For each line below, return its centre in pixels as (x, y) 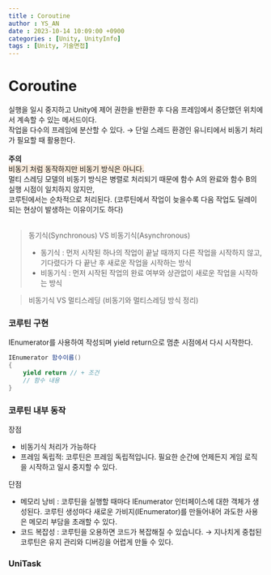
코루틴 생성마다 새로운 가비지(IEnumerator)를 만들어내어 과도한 (144, 512)
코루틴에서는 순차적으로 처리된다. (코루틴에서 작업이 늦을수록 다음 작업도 (122, 200)
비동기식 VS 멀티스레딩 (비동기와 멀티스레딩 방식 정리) (113, 300)
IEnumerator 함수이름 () (45, 358)
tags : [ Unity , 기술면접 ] (49, 46)
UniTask (25, 563)
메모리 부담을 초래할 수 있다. (73, 522)
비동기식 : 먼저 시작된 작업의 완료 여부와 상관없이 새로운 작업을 (138, 273)
